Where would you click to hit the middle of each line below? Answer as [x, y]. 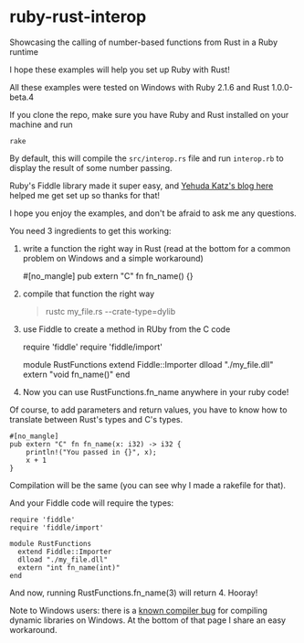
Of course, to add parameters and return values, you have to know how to [148, 410]
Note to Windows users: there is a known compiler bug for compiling [138, 610]
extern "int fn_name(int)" [69, 568]
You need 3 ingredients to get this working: [90, 230]
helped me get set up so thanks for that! [84, 195]
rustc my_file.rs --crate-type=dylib [110, 311]
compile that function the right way [89, 294]
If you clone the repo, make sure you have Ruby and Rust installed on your [149, 114]
